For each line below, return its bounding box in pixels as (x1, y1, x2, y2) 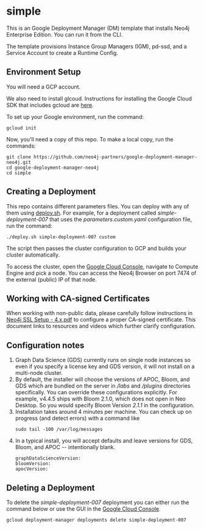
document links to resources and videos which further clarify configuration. (6, 322, 196, 330)
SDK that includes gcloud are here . (6, 101, 94, 108)
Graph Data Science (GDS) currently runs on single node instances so (15, 357, 191, 364)
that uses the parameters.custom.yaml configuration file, (49, 215, 192, 223)
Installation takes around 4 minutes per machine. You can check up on (15, 408, 192, 416)
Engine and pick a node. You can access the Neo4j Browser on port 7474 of (6, 269, 197, 277)
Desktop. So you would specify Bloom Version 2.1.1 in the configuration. (15, 402, 195, 409)
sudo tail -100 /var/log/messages (15, 427, 103, 433)
